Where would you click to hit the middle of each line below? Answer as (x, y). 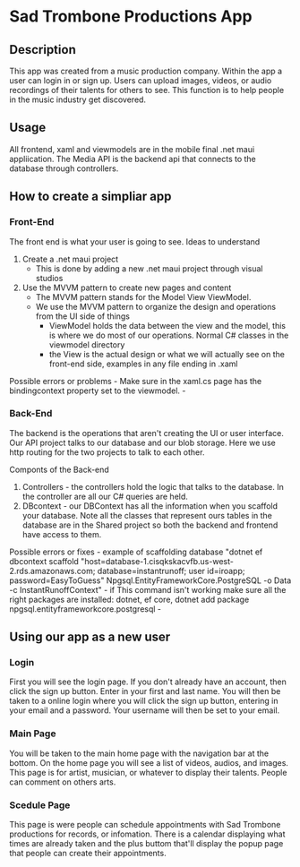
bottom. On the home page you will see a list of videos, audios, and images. (149, 762)
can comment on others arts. (63, 782)
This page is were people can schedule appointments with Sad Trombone (145, 825)
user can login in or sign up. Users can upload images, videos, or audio (141, 81)
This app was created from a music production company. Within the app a (146, 71)
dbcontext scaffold (44, 561)
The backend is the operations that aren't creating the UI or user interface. (146, 433)
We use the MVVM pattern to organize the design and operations (155, 306)
